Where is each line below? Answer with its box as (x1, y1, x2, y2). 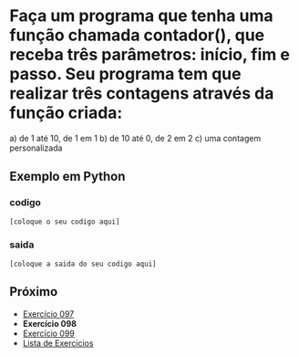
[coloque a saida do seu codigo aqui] (9, 259, 157, 268)
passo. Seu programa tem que (9, 64, 242, 85)
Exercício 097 (22, 308, 75, 320)
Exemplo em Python (9, 169, 126, 184)
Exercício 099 (22, 328, 76, 339)
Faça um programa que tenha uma (9, 5, 273, 26)
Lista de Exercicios (22, 337, 94, 348)
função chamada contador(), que (9, 25, 265, 46)
